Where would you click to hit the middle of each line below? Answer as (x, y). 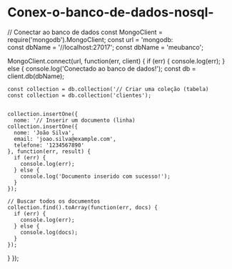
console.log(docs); (49, 232)
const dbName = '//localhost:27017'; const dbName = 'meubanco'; (105, 47)
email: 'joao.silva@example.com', (65, 139)
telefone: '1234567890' (49, 145)
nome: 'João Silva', (44, 132)
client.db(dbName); (36, 76)
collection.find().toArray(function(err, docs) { (83, 207)
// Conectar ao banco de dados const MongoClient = (85, 32)
